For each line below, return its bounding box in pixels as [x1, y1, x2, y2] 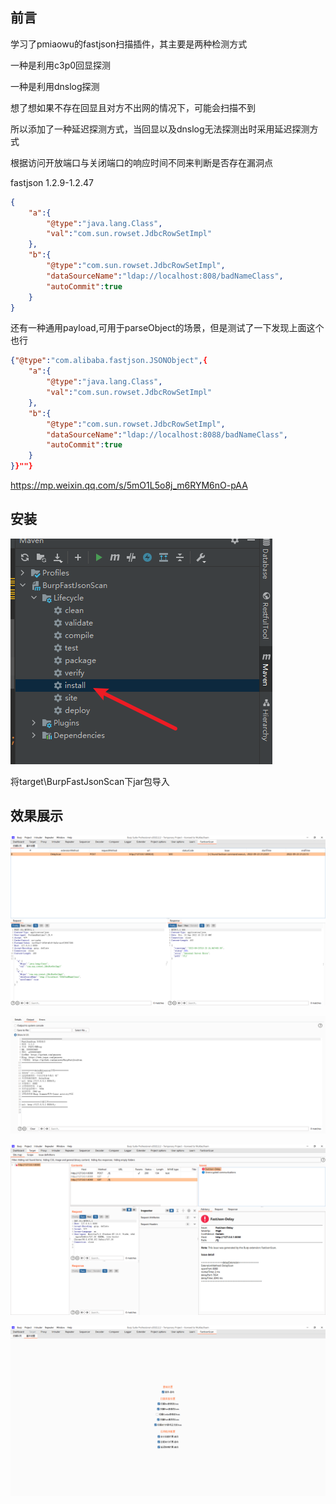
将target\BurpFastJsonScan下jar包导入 [10, 775, 170, 787]
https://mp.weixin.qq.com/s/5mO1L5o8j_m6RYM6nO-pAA [10, 479, 248, 492]
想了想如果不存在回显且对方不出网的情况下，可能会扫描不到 [10, 101, 256, 113]
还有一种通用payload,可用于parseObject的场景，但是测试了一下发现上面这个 [10, 322, 325, 334]
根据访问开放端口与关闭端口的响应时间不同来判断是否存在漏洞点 [10, 156, 273, 168]
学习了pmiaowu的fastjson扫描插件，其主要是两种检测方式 [10, 38, 248, 50]
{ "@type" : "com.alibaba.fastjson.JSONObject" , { [10, 356, 208, 366]
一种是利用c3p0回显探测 [10, 59, 112, 71]
